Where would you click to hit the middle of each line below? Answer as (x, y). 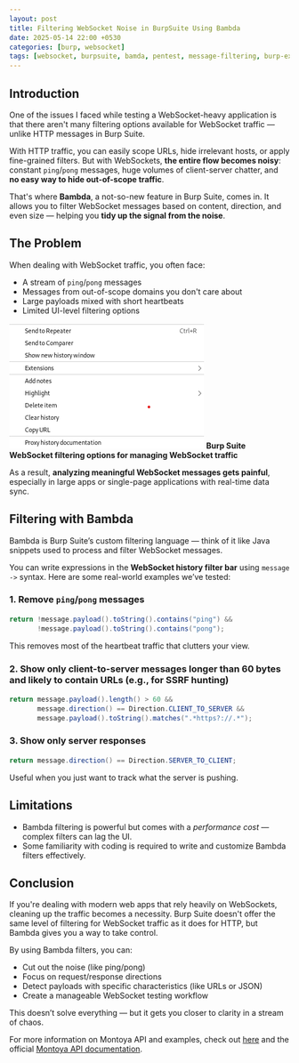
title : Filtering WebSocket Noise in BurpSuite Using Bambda (125, 28)
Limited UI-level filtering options (81, 310)
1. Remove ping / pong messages (77, 600)
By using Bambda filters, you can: (71, 950)
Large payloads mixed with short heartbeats (103, 301)
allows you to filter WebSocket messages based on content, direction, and (145, 205)
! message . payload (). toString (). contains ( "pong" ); (131, 628)
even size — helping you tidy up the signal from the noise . (117, 215)
